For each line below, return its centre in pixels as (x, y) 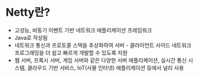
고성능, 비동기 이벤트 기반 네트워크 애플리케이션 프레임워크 (83, 30)
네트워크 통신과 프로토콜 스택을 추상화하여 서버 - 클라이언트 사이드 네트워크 (103, 45)
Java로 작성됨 (31, 37)
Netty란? (28, 12)
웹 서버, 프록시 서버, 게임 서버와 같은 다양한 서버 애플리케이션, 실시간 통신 (100, 60)
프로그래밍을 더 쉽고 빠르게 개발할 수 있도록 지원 (71, 52)
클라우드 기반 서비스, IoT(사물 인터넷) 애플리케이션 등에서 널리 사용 (106, 67)
